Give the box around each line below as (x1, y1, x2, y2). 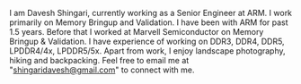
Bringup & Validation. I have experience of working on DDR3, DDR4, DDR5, (9, 36, 285, 46)
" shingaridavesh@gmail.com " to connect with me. (9, 64, 195, 75)
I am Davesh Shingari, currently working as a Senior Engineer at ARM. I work (9, 8, 293, 18)
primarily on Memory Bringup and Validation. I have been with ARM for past (9, 17, 289, 28)
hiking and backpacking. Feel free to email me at (9, 55, 190, 65)
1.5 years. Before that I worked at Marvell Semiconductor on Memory (9, 27, 264, 37)
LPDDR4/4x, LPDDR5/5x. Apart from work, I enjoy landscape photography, (9, 46, 286, 56)
